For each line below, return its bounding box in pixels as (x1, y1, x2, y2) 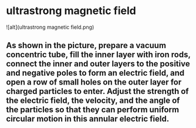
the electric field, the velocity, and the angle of (6, 96, 180, 106)
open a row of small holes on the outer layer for (6, 78, 182, 87)
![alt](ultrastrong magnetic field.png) (6, 23, 94, 31)
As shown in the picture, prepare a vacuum (6, 41, 166, 50)
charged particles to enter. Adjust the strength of (6, 86, 189, 96)
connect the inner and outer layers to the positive (6, 59, 190, 69)
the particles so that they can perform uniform (6, 105, 180, 115)
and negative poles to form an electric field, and (6, 68, 185, 78)
